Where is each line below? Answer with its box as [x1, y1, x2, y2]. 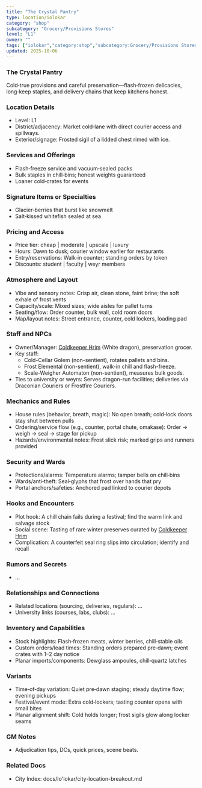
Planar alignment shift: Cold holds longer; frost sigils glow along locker [14, 711, 190, 718]
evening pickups [14, 692, 56, 699]
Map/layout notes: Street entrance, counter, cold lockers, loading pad [14, 314, 188, 322]
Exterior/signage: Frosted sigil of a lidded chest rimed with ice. [14, 136, 170, 143]
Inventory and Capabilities [6, 624, 85, 633]
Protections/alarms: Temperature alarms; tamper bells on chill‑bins [14, 471, 180, 479]
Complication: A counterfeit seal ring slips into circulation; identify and [14, 539, 189, 546]
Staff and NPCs [6, 330, 52, 338]
